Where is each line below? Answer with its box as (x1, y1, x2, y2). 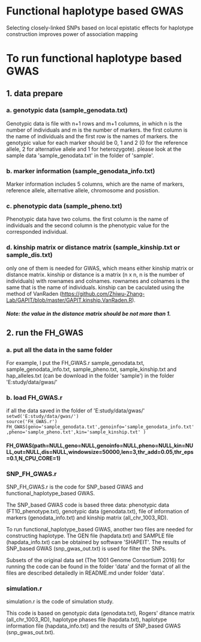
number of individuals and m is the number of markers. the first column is (6, 126, 188, 133)
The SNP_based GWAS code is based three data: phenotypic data (6, 501, 170, 509)
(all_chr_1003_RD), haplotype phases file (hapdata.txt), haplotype (6, 616, 167, 623)
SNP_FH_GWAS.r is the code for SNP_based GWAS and (6, 483, 143, 491)
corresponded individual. (6, 228, 68, 236)
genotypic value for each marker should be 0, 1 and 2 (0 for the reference (6, 139, 188, 146)
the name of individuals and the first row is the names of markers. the (6, 132, 178, 139)
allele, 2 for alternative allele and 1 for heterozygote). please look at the (6, 145, 182, 153)
